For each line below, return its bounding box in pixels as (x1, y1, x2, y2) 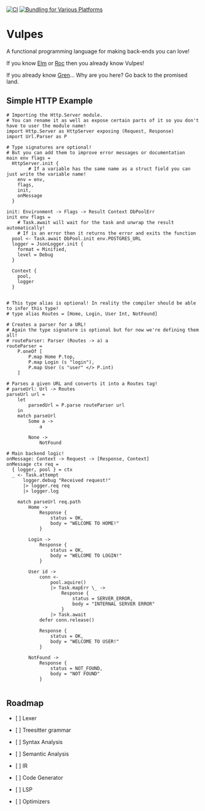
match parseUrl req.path (17, 499, 81, 505)
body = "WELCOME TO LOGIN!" (50, 553, 122, 559)
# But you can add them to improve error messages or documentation (6, 149, 185, 156)
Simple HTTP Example (6, 96, 93, 106)
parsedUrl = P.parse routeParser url (28, 402, 125, 408)
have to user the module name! (6, 123, 87, 129)
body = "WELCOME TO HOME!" (50, 520, 120, 526)
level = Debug (17, 252, 53, 258)
